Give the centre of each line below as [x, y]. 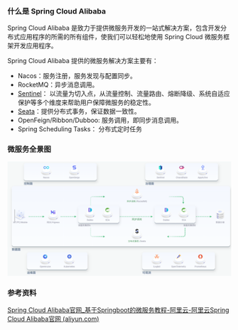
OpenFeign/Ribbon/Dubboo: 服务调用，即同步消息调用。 [100, 120]
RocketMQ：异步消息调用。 [58, 85]
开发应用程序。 [35, 46]
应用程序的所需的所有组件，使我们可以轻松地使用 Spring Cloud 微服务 [121, 37]
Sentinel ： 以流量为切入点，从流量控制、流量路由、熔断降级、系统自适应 [124, 94]
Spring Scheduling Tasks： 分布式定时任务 [80, 129]
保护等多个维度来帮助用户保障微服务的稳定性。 [86, 103]
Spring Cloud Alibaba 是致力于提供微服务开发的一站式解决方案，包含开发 [114, 28]
